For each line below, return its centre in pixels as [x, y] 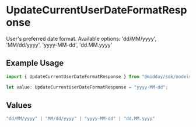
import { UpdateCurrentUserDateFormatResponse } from [73, 76]
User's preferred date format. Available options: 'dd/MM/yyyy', [81, 38]
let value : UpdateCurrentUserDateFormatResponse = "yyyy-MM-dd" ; [87, 87]
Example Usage [35, 63]
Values [19, 105]
